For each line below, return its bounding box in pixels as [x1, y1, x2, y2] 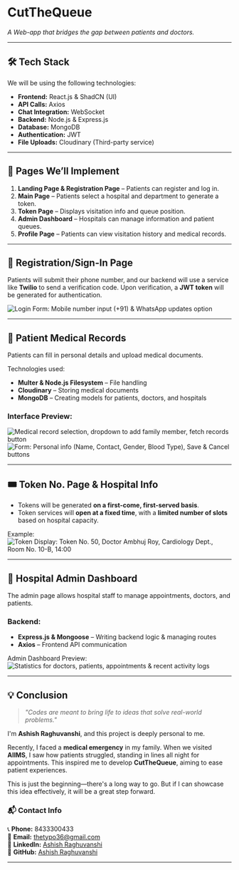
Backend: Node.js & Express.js [17, 115, 109, 123]
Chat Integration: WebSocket [17, 108, 105, 116]
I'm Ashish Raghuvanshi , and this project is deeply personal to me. [7, 730, 205, 738]
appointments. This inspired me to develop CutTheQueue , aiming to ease [7, 758, 223, 767]
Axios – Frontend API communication [17, 641, 127, 649]
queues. [17, 222, 42, 230]
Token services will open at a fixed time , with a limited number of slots [17, 509, 228, 517]
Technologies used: [7, 365, 65, 373]
